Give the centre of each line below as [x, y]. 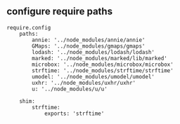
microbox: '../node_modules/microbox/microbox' [103, 64]
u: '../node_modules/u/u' [70, 89]
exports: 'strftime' [74, 113]
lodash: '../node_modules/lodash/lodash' [94, 52]
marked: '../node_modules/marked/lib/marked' [100, 58]
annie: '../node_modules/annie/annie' [89, 40]
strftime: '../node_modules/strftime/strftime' [103, 70]
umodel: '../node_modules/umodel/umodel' [94, 76]
